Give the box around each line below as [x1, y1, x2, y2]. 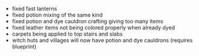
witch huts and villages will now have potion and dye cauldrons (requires [11, 37, 193, 43]
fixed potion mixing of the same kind [11, 11, 103, 18]
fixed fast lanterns [11, 5, 57, 12]
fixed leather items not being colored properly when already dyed [11, 24, 175, 31]
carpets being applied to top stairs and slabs [11, 30, 123, 38]
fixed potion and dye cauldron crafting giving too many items [11, 18, 164, 24]
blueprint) [11, 43, 37, 50]
